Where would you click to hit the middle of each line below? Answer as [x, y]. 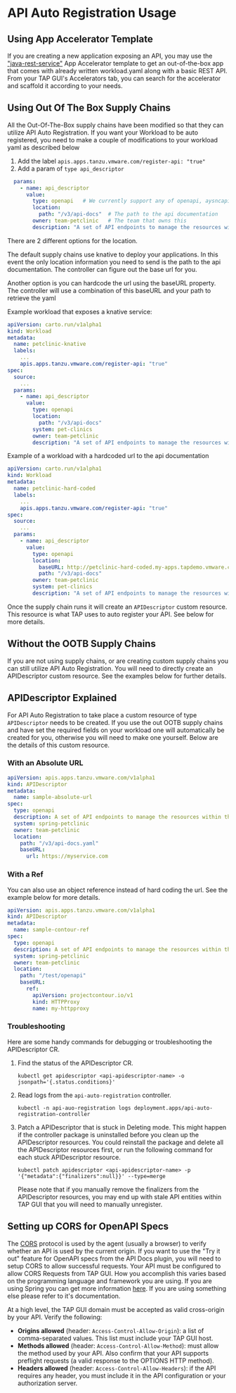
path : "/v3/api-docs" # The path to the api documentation [128, 214]
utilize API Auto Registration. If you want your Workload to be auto [103, 132]
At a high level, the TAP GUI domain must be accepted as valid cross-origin [116, 1309]
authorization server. [47, 1383]
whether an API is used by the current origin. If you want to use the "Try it [114, 1251]
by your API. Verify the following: [55, 1317]
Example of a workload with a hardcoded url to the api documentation [108, 456]
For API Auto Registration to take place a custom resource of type [102, 715]
